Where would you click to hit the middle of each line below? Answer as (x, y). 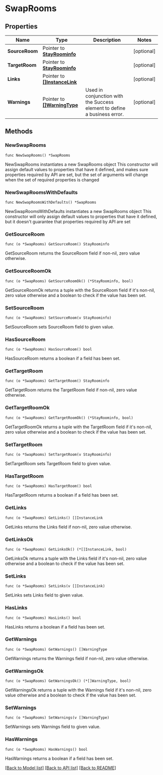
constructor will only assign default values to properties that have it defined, (81, 216)
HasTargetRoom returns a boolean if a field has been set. (62, 495)
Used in (94, 90)
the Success (100, 102)
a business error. (105, 114)
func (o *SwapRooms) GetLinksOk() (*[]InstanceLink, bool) (66, 549)
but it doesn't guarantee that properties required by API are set (68, 222)
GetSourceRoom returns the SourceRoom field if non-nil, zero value (73, 253)
